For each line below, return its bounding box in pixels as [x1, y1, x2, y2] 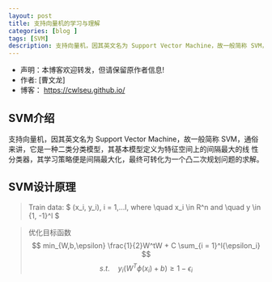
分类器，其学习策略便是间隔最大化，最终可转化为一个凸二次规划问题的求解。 [8, 154, 264, 164]
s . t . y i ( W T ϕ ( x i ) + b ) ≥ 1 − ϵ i [99, 262, 193, 275]
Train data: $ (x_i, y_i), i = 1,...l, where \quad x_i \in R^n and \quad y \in [28, 202, 261, 212]
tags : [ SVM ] [8, 34, 49, 43]
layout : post [8, 11, 53, 20]
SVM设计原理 [8, 180, 76, 194]
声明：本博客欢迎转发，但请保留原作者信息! [19, 65, 164, 75]
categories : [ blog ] [8, 27, 79, 35]
